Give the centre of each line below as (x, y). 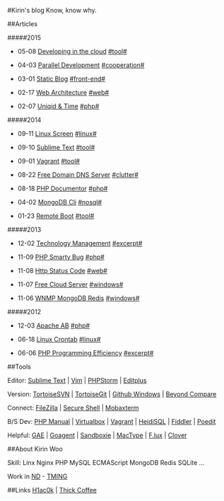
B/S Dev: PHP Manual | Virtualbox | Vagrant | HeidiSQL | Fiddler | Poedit (112, 421)
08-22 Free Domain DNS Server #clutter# (78, 175)
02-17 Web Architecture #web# (63, 92)
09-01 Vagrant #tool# (48, 161)
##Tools (19, 367)
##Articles (22, 24)
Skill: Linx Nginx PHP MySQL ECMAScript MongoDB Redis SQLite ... (106, 462)
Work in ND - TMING (37, 476)
